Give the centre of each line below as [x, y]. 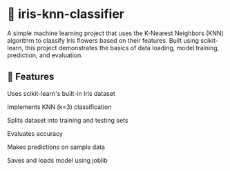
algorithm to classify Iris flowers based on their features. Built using [103, 40]
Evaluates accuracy [35, 133]
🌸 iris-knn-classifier [66, 14]
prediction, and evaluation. [45, 55]
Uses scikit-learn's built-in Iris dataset [61, 93]
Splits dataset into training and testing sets [68, 120]
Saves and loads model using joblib [58, 160]
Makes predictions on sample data [56, 147]
